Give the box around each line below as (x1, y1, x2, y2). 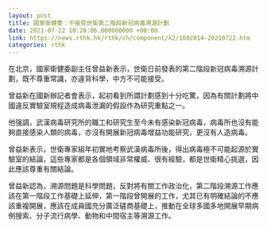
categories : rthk (8, 41, 66, 49)
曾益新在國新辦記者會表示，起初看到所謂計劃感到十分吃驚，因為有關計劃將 (8, 91, 252, 100)
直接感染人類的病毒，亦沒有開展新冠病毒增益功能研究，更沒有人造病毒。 (14, 128, 252, 137)
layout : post (8, 11, 52, 20)
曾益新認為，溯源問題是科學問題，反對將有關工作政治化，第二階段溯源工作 (8, 181, 252, 191)
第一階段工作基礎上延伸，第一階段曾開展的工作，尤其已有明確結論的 (21, 191, 245, 201)
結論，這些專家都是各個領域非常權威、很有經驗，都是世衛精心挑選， (29, 154, 252, 164)
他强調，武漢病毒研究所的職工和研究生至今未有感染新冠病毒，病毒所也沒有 (8, 118, 252, 127)
